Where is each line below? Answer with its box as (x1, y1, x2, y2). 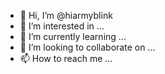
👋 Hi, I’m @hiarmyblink (19, 10, 113, 21)
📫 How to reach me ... (19, 53, 113, 64)
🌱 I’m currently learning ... (19, 31, 127, 42)
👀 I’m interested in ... (19, 20, 105, 32)
